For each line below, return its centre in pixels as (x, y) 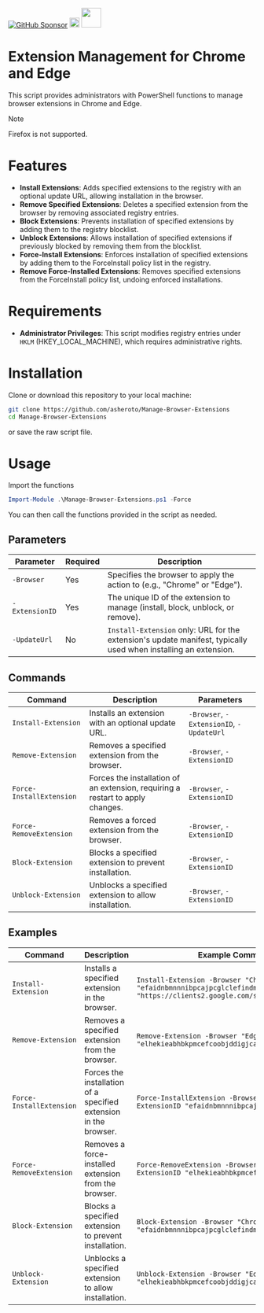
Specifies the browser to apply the (170, 575)
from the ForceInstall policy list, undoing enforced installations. (121, 279)
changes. (106, 807)
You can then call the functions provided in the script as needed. (113, 515)
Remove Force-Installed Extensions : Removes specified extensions (130, 271)
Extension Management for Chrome (127, 57)
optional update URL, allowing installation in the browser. (111, 196)
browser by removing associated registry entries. (99, 212)
